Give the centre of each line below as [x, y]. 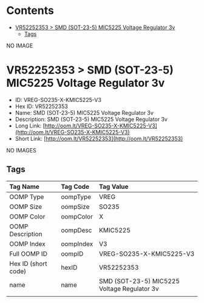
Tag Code [75, 186]
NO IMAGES [21, 150]
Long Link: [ [30, 126]
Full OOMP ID [28, 254]
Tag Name [24, 186]
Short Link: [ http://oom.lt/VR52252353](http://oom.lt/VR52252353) [99, 138]
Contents [30, 11]
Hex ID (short [28, 264]
